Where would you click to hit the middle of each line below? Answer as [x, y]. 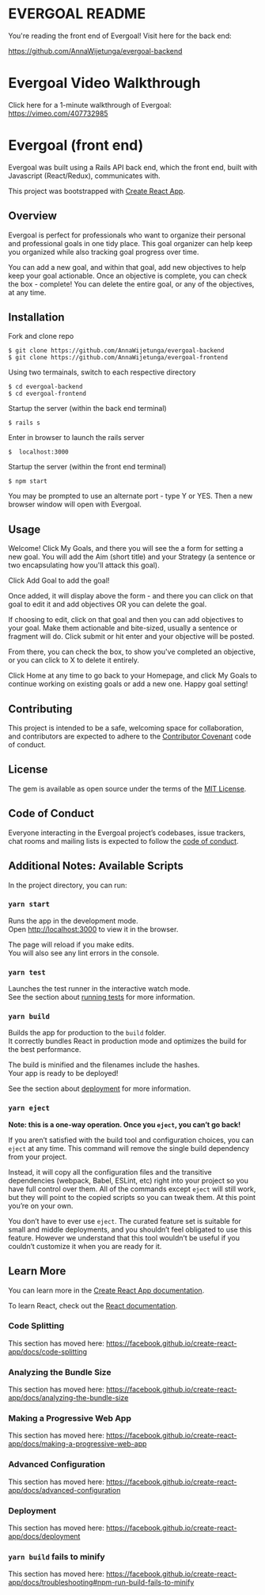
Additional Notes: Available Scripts [96, 866]
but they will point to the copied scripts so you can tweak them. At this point [132, 1197]
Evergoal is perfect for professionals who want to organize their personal [127, 235]
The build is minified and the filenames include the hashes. [104, 1065]
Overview [33, 216]
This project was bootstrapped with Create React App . [97, 191]
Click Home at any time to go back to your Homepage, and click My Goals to [132, 676]
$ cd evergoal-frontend [47, 394]
